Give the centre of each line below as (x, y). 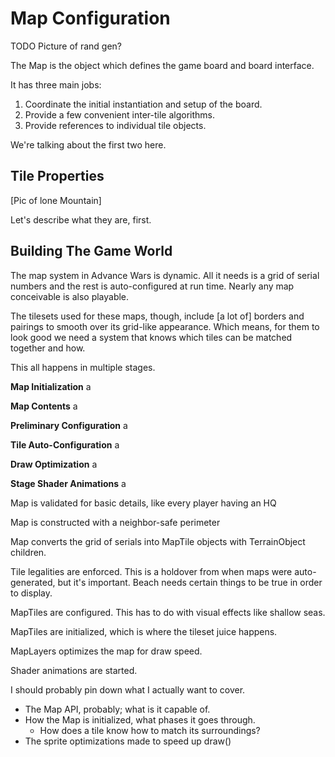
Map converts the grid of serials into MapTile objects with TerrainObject (158, 541)
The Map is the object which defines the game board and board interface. (162, 65)
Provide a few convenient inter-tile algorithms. (119, 114)
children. (28, 552)
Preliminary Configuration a (69, 425)
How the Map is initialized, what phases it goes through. (140, 719)
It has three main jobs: (56, 84)
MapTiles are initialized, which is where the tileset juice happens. (144, 631)
